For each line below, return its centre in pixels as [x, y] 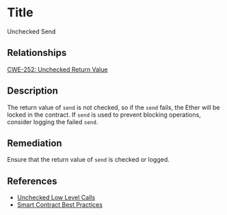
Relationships [37, 53]
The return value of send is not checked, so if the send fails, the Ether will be [113, 107]
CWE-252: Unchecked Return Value [57, 69]
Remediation [35, 143]
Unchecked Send [31, 31]
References [32, 181]
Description [32, 91]
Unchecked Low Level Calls [56, 198]
